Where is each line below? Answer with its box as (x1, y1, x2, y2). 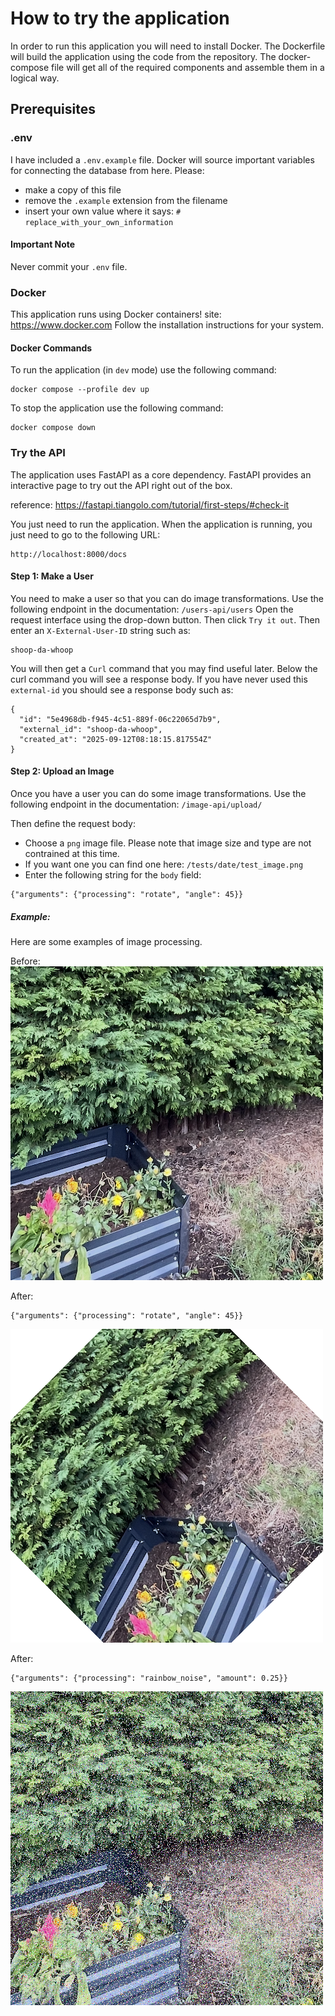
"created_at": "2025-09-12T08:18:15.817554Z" (19, 734, 213, 744)
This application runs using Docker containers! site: (10, 308, 222, 321)
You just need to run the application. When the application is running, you (10, 518, 313, 530)
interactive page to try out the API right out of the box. (10, 479, 233, 491)
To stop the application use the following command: (10, 402, 224, 414)
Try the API (10, 446, 66, 460)
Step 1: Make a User (10, 570, 94, 582)
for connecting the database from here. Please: (10, 164, 205, 176)
